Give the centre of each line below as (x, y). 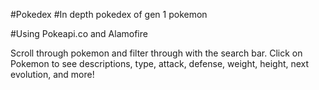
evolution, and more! (52, 74)
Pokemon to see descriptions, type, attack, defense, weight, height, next (160, 63)
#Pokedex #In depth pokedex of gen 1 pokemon (109, 14)
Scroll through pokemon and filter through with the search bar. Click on (156, 53)
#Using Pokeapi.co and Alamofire (79, 33)
